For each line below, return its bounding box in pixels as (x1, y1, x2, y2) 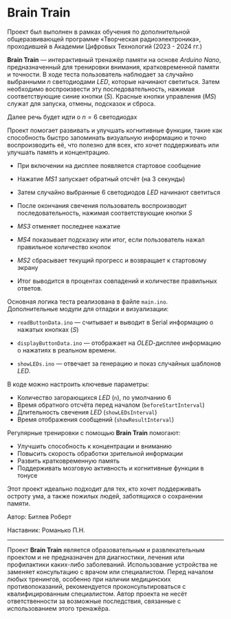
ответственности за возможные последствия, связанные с (7, 597, 181, 605)
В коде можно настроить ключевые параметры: (7, 380, 149, 388)
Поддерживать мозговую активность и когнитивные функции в (16, 463, 204, 472)
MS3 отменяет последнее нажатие (16, 222, 121, 230)
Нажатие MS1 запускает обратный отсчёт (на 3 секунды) (16, 174, 186, 183)
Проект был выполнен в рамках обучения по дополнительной (7, 28, 190, 36)
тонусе (16, 471, 38, 479)
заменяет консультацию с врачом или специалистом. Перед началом (7, 567, 214, 576)
